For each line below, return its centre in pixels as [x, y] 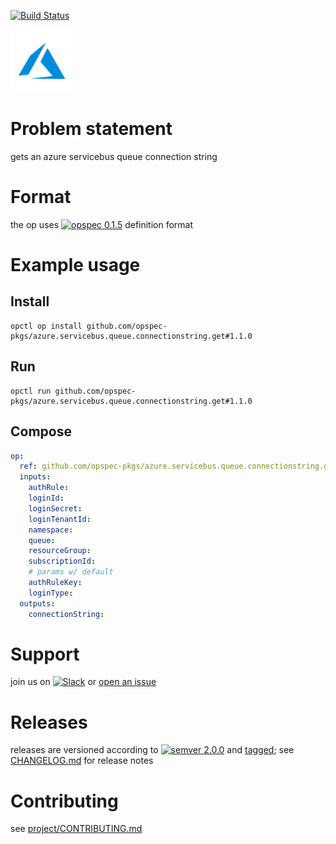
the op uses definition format [102, 224]
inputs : [35, 477]
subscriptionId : [62, 561]
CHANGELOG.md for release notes [82, 761]
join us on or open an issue [83, 682]
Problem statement [91, 129]
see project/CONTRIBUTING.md [76, 829]
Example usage [75, 265]
